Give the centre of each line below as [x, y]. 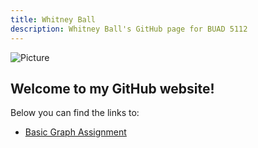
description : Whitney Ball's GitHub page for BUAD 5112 [129, 29]
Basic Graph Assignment [75, 132]
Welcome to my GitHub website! [112, 88]
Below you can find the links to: [75, 113]
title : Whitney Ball [53, 19]
